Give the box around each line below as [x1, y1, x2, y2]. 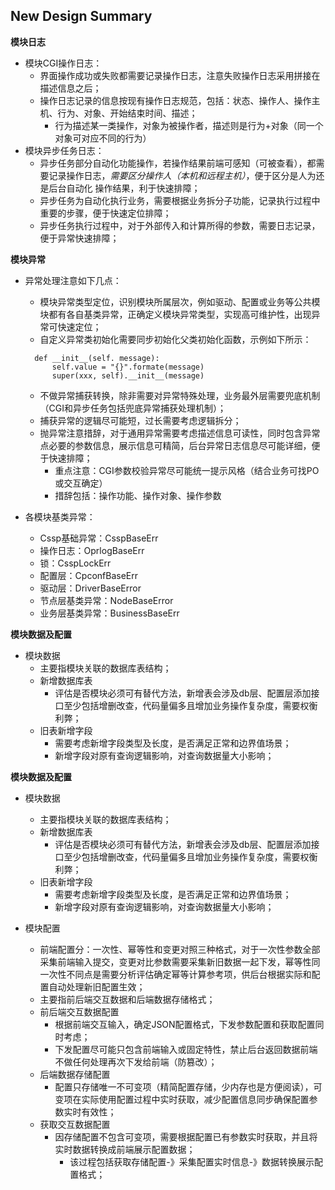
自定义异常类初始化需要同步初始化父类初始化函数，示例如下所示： [39, 333, 312, 345]
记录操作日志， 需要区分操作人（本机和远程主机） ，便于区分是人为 [48, 169, 317, 181]
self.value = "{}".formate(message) [51, 362, 205, 372]
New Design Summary [10, 8, 153, 25]
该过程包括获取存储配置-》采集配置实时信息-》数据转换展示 [69, 1155, 315, 1168]
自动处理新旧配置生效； [48, 980, 146, 993]
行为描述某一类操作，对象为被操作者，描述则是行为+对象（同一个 [54, 119, 324, 131]
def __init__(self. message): [34, 353, 160, 363]
